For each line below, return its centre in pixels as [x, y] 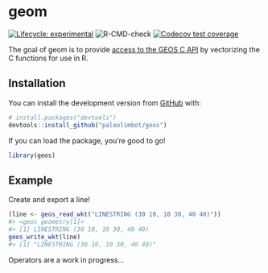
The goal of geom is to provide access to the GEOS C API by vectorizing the [134, 49]
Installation [37, 83]
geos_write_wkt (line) [45, 237]
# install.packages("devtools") [62, 118]
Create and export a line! [49, 200]
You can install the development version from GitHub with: [105, 102]
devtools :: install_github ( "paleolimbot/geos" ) [88, 125]
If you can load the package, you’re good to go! [87, 140]
